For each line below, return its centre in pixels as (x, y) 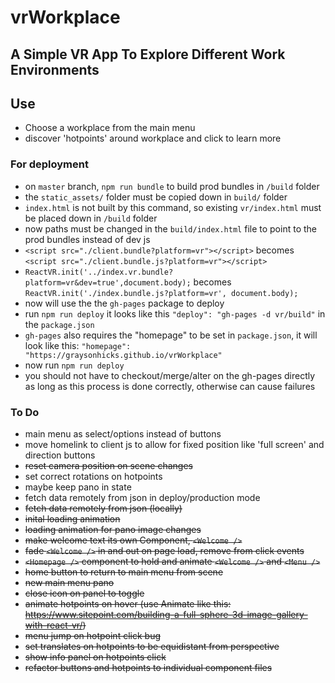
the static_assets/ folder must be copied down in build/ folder (156, 197)
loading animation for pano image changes (113, 529)
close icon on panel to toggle (84, 593)
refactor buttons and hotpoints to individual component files (148, 667)
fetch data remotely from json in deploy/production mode (142, 497)
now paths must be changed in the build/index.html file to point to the (170, 228)
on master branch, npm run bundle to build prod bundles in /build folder (172, 186)
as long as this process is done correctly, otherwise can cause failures (170, 386)
